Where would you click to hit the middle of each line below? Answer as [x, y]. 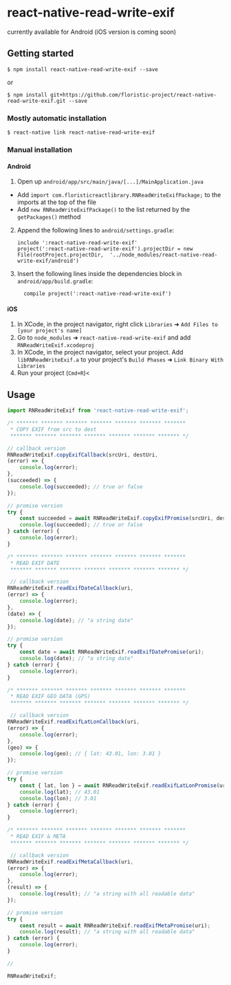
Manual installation [40, 150]
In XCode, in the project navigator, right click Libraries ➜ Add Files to [118, 324]
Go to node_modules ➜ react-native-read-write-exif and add [104, 338]
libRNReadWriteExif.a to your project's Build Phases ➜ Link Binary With [120, 359]
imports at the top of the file [56, 202]
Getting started [41, 53]
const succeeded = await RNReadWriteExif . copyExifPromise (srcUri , [117, 519]
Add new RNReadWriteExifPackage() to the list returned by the [103, 210]
